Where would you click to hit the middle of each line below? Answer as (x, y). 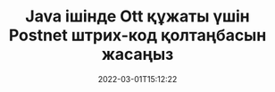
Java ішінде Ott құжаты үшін (137, 17)
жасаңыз (137, 54)
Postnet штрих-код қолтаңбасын (137, 35)
